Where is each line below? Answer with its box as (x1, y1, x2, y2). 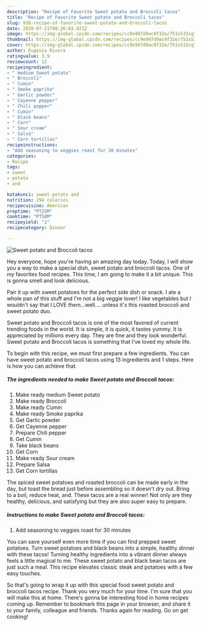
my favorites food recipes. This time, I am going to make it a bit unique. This (7, 270, 193, 277)
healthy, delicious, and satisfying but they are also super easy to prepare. (7, 498, 187, 505)
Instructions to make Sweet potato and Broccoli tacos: (7, 511, 145, 519)
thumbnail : (7, 36, 34, 42)
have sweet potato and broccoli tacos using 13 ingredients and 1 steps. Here (7, 356, 194, 363)
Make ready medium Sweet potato (15, 391, 100, 398)
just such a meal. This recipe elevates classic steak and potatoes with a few (7, 563, 193, 571)
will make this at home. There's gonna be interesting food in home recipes (7, 594, 189, 601)
